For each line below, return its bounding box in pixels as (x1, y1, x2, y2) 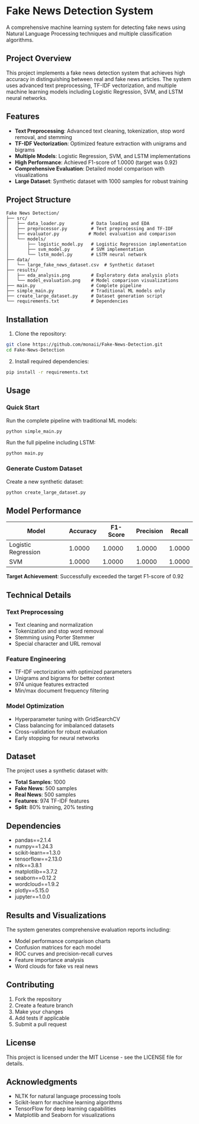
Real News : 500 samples (14, 791, 76, 798)
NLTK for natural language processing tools (14, 1093, 121, 1100)
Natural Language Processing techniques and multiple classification (6, 30, 172, 37)
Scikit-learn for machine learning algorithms (14, 1099, 123, 1106)
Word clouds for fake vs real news (14, 962, 99, 970)
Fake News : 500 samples (14, 785, 77, 792)
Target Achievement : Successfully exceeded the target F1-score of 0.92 (6, 573, 184, 580)
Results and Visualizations (6, 910, 107, 920)
